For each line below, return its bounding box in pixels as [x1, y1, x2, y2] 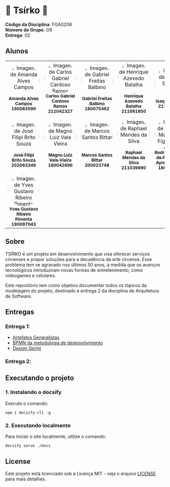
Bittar [91, 157, 103, 163]
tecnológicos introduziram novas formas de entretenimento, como [5, 267, 143, 273]
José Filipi [13, 152, 34, 158]
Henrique [124, 93, 143, 99]
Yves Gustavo [9, 206, 38, 212]
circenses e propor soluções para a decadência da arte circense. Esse [5, 256, 152, 262]
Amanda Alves [8, 95, 39, 101]
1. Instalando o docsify [5, 388, 62, 396]
